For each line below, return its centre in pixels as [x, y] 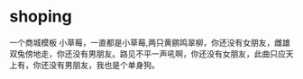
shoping [41, 17]
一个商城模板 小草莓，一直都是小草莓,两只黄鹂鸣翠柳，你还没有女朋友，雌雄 [150, 42]
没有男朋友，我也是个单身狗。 [104, 65]
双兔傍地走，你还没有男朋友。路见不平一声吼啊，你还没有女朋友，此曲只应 [147, 53]
